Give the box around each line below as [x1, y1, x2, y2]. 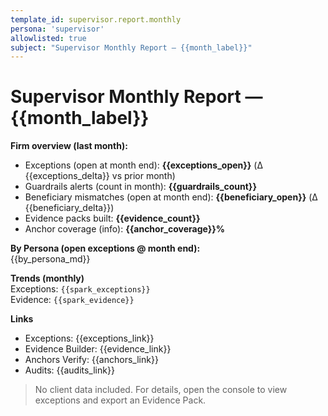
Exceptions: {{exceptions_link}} [24, 332, 155, 345]
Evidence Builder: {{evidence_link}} [24, 343, 172, 355]
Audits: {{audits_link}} [24, 364, 115, 376]
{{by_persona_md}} [10, 253, 91, 265]
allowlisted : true [10, 33, 87, 43]
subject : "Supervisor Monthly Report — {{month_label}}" [10, 42, 253, 53]
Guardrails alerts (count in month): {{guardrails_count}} [24, 181, 257, 193]
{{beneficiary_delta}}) [24, 202, 115, 214]
